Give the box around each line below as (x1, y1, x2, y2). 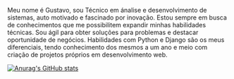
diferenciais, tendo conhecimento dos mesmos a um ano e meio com (7, 43, 208, 51)
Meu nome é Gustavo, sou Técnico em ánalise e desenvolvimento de (7, 6, 207, 14)
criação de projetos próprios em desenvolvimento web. (7, 50, 168, 59)
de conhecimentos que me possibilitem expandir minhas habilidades (7, 21, 207, 29)
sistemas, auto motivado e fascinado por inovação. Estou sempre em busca (7, 13, 228, 22)
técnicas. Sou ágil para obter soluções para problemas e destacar (7, 28, 199, 36)
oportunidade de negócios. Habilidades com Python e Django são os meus (7, 36, 225, 44)
